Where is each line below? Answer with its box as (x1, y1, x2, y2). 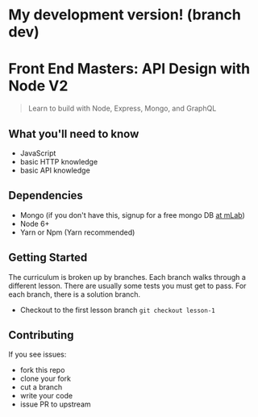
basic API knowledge (19, 165, 90, 175)
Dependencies (8, 189, 83, 202)
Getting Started (8, 251, 88, 265)
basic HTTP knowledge (19, 156, 98, 166)
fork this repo (19, 365, 65, 375)
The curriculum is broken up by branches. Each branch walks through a (8, 272, 246, 281)
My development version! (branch (8, 6, 242, 24)
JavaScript (19, 148, 56, 158)
